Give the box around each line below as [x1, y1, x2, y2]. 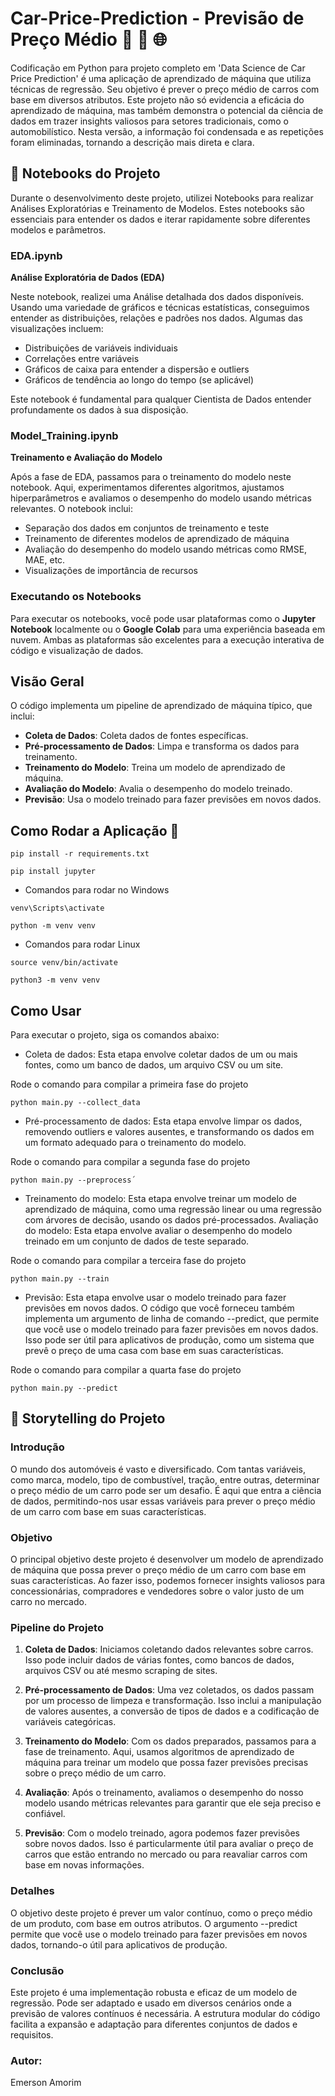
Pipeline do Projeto [10, 1620, 104, 1634]
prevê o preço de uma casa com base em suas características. [24, 1345, 284, 1357]
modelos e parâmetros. [10, 223, 107, 236]
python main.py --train [10, 1274, 110, 1284]
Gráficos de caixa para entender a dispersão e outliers [24, 363, 250, 376]
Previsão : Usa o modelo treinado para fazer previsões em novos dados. [24, 793, 322, 806]
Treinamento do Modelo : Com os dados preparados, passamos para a [24, 1735, 317, 1747]
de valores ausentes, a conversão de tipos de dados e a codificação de [24, 1705, 320, 1717]
